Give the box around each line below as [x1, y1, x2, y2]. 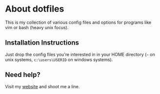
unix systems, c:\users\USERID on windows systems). [5, 57, 113, 63]
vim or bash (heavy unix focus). [5, 24, 69, 30]
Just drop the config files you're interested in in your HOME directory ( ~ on [5, 51, 155, 57]
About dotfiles [5, 3, 64, 15]
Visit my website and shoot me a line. [5, 83, 80, 89]
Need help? [5, 71, 40, 79]
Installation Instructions [5, 39, 80, 47]
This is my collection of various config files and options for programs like [5, 19, 152, 25]
